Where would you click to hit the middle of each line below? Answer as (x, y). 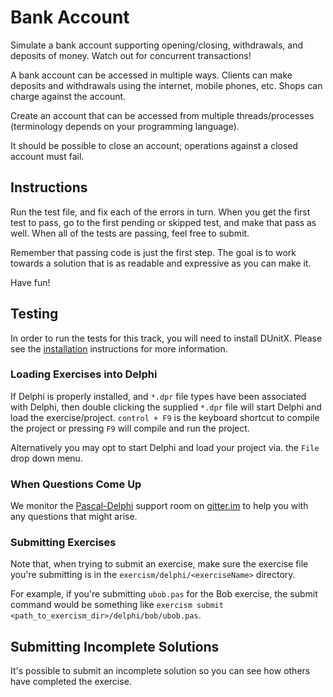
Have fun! (30, 282)
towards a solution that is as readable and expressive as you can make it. (161, 263)
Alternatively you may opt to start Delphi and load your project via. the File (165, 447)
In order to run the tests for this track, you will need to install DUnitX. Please (166, 338)
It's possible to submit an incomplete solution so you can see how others (160, 671)
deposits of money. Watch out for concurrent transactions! (131, 55)
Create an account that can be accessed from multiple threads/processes (162, 115)
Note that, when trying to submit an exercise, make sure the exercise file (159, 564)
